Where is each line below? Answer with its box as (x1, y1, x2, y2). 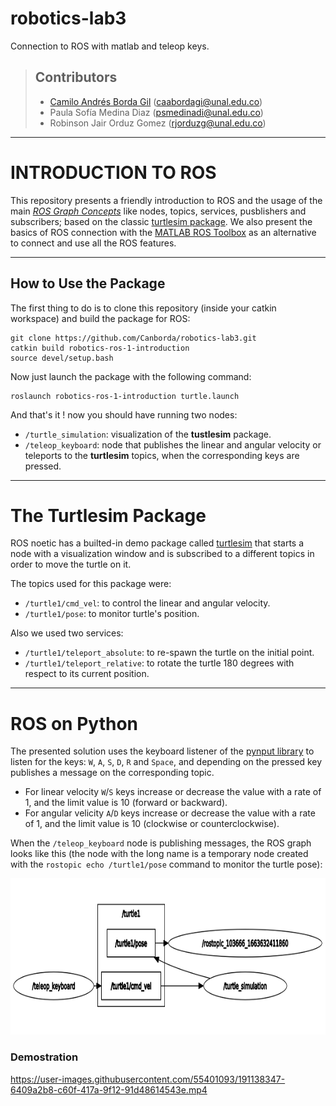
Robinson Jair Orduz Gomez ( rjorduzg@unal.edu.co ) (49, 117, 267, 129)
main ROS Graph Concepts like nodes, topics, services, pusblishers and (10, 205, 307, 217)
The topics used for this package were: (10, 578, 172, 590)
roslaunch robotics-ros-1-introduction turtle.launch (10, 391, 240, 401)
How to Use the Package (10, 275, 166, 292)
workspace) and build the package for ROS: (10, 312, 191, 324)
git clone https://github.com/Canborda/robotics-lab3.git (10, 333, 257, 343)
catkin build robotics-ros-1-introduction (10, 343, 190, 353)
